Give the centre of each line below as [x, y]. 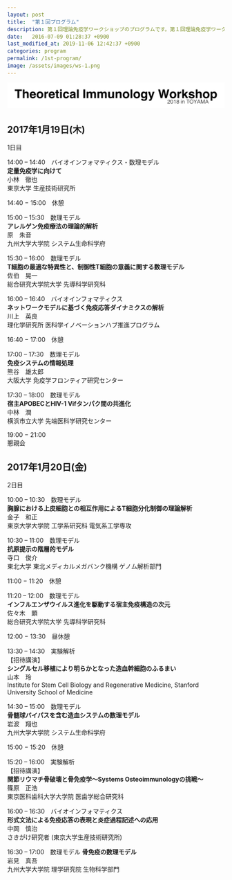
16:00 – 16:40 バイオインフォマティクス [65, 299]
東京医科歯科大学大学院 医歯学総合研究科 [66, 796]
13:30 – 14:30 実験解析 [41, 651]
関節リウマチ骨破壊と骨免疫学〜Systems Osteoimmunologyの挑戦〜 [105, 779]
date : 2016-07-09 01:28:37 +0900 [58, 37]
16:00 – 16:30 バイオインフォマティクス [65, 811]
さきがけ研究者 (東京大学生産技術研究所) [65, 837]
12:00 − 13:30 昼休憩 [39, 636]
